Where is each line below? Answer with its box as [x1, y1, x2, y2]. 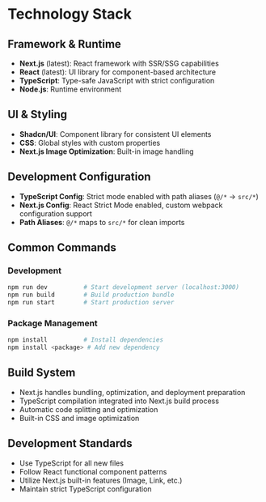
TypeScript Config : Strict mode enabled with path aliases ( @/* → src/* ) [19, 191, 260, 201]
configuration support [19, 208, 92, 219]
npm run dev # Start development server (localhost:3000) [7, 283, 240, 291]
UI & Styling [7, 108, 68, 121]
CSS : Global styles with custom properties [19, 138, 161, 147]
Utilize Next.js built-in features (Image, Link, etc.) [19, 475, 183, 485]
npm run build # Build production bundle [7, 291, 175, 300]
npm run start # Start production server [7, 299, 175, 307]
